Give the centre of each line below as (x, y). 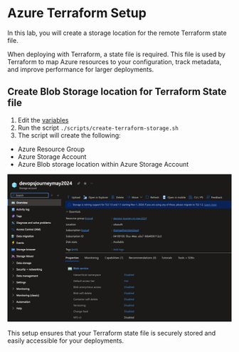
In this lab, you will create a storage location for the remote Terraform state (117, 33)
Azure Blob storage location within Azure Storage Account (103, 164)
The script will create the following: (69, 135)
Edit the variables (43, 120)
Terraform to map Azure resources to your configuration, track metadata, (115, 61)
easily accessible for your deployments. (66, 341)
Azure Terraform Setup (77, 13)
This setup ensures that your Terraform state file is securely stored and (112, 333)
